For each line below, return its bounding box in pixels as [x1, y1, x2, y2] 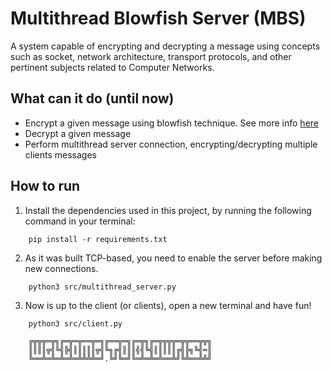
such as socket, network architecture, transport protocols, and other [10, 50, 292, 62]
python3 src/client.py [28, 318, 123, 329]
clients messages [24, 148, 97, 161]
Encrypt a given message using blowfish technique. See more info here [24, 117, 319, 129]
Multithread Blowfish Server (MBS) [10, 7, 307, 30]
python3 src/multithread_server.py [28, 282, 177, 292]
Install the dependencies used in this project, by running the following [24, 204, 312, 216]
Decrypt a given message [24, 127, 132, 139]
